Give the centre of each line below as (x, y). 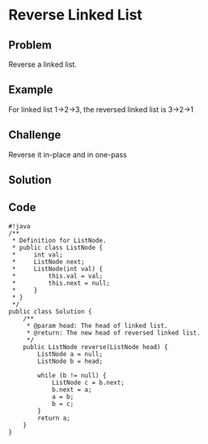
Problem (30, 45)
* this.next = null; (61, 283)
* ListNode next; (48, 261)
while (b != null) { (72, 375)
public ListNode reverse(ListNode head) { (96, 347)
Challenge (35, 135)
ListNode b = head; (70, 361)
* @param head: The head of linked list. (97, 325)
